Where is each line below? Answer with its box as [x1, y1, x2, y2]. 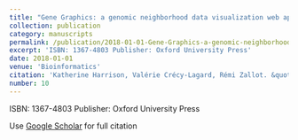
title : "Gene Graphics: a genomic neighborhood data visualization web [9, 12, 279, 22]
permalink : [9, 37, 50, 47]
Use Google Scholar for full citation [9, 121, 137, 131]
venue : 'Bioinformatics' [9, 63, 101, 72]
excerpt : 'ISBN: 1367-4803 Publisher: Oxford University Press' [9, 46, 252, 55]
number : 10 [9, 79, 50, 88]
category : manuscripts [9, 29, 93, 38]
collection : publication [9, 21, 101, 30]
